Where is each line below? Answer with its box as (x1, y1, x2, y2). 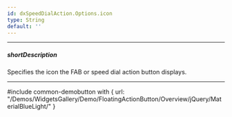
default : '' (7, 23, 41, 30)
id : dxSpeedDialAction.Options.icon (7, 10, 113, 17)
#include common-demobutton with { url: (7, 87, 125, 96)
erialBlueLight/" (7, 103, 52, 111)
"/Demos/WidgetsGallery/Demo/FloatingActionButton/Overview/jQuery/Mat (7, 95, 222, 103)
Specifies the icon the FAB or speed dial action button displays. (7, 68, 187, 76)
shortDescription (7, 50, 57, 58)
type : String (7, 17, 45, 23)
